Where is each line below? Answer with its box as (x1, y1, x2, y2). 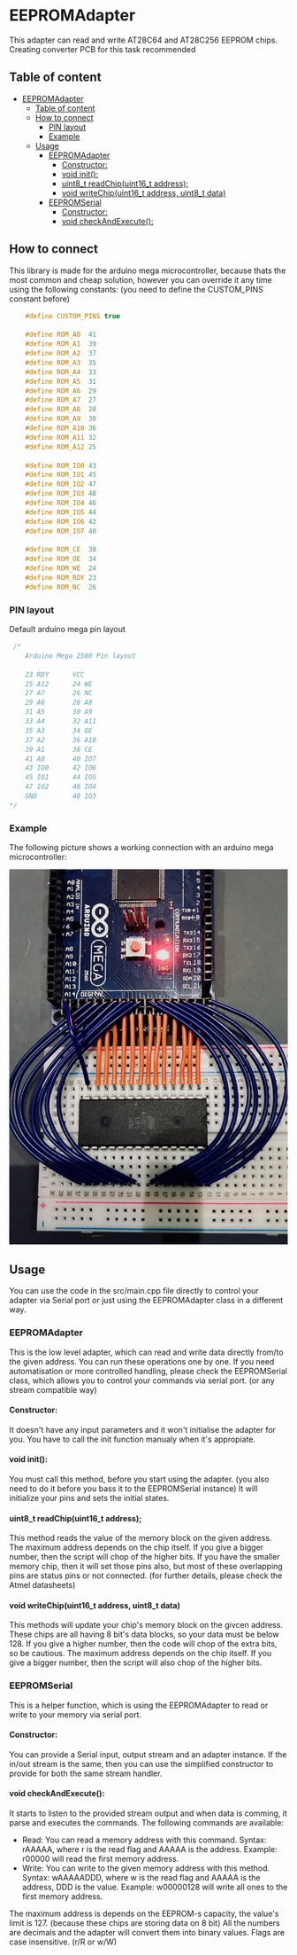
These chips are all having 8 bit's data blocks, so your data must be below (9, 1629, 279, 1640)
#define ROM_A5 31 (25, 377, 97, 386)
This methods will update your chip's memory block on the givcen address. (9, 1620, 283, 1630)
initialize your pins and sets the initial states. (9, 1492, 170, 1503)
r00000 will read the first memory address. (21, 1854, 179, 1865)
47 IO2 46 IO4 (25, 782, 97, 792)
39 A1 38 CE (25, 745, 93, 754)
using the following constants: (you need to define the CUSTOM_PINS (9, 284, 263, 294)
